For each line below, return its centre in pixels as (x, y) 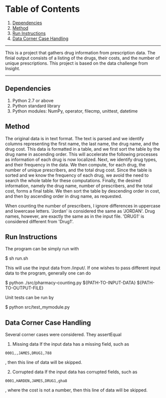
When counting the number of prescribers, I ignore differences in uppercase (83, 205)
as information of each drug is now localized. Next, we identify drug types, (81, 159)
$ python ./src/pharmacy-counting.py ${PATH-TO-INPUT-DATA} (70, 283)
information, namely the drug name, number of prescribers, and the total (79, 186)
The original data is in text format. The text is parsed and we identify (75, 138)
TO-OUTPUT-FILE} (24, 288)
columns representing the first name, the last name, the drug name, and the (82, 144)
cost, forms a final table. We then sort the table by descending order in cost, (83, 191)
